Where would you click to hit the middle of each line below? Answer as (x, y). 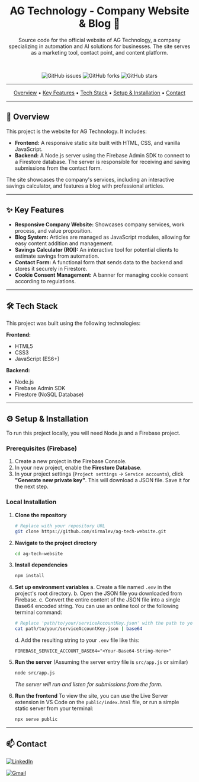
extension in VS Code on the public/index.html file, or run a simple (97, 702)
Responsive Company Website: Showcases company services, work (99, 224)
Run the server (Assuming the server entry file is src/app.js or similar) (101, 662)
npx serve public (36, 719)
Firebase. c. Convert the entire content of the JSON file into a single (97, 600)
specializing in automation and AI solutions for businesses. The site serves (99, 46)
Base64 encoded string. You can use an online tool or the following (97, 606)
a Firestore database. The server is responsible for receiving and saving (102, 162)
